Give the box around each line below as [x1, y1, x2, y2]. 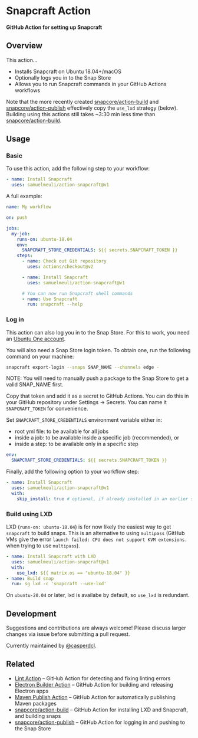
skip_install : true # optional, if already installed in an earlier [16, 496, 189, 502]
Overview [6, 41, 43, 51]
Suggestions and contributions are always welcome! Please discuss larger [6, 624, 187, 632]
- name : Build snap [6, 575, 54, 582]
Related [6, 659, 35, 669]
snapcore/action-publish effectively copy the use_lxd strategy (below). [6, 104, 178, 111]
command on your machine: [6, 353, 74, 360]
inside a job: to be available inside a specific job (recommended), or [14, 434, 180, 441]
